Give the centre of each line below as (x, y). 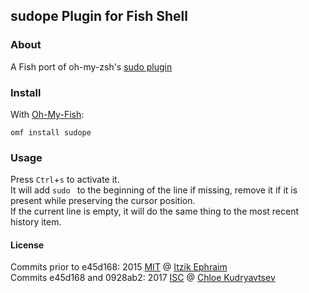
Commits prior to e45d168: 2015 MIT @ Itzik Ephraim (119, 267)
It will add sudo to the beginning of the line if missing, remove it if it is (154, 190)
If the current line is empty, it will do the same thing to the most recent (155, 211)
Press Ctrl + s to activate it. (65, 180)
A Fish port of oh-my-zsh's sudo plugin (91, 66)
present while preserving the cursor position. (103, 201)
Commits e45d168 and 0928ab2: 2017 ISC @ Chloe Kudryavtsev (143, 278)
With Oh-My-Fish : (47, 114)
